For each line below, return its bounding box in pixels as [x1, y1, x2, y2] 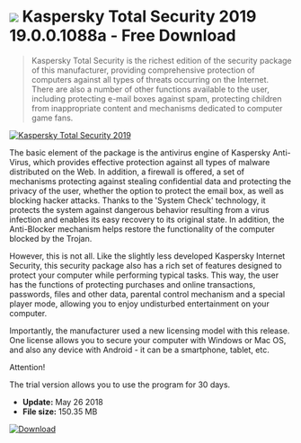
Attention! [9, 361, 46, 372]
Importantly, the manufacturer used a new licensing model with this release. [9, 325, 290, 336]
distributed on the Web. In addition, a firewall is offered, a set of [9, 166, 245, 177]
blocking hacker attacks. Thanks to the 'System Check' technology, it [9, 195, 267, 206]
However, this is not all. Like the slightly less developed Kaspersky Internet [9, 250, 286, 261]
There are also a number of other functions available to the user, [31, 84, 270, 94]
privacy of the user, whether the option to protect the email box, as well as [9, 185, 285, 196]
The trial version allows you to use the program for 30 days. [9, 379, 231, 390]
